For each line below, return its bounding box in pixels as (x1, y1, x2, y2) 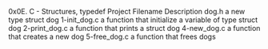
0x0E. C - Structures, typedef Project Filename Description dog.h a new (8, 7, 246, 16)
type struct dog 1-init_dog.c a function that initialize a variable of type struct (8, 15, 258, 24)
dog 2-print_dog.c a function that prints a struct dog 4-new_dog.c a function (8, 24, 261, 32)
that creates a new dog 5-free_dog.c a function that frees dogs (8, 32, 216, 41)
